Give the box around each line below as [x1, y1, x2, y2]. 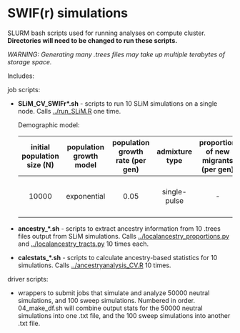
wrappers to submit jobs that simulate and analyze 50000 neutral [17, 288, 210, 297]
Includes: [7, 71, 34, 80]
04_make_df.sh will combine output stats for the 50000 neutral [17, 304, 203, 312]
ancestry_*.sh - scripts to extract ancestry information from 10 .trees [17, 224, 221, 233]
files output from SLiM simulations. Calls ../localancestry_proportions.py [17, 232, 230, 240]
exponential [66, 191, 106, 201]
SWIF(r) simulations [7, 5, 129, 21]
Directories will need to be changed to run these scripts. [7, 36, 178, 44]
